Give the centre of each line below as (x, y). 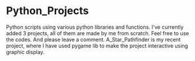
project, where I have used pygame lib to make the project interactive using (97, 46)
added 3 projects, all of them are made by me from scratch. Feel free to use (97, 33)
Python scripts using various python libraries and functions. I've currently (95, 27)
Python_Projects (48, 11)
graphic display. (26, 52)
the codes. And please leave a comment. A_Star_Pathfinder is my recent (93, 39)
